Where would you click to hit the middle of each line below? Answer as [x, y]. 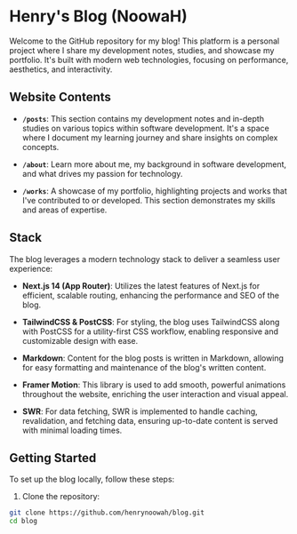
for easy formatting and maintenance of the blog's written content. [144, 367]
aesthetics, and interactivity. [61, 69]
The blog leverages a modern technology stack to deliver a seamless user [144, 259]
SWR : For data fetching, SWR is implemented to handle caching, [140, 411]
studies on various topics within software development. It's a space [145, 128]
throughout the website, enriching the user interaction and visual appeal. [155, 394]
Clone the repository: [61, 497]
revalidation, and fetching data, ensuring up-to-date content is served [150, 420]
